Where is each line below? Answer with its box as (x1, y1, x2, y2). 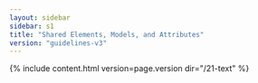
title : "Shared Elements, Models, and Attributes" (9, 30, 205, 39)
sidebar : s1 (9, 22, 54, 31)
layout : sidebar (9, 13, 71, 23)
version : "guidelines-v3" (9, 38, 107, 48)
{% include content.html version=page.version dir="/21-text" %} (9, 63, 250, 74)
